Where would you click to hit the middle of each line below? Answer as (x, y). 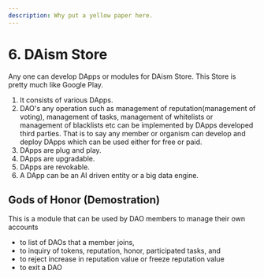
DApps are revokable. (55, 167)
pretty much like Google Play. (56, 84)
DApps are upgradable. (57, 158)
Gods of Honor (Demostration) (84, 200)
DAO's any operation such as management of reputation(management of (138, 108)
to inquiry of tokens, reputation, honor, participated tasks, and (120, 251)
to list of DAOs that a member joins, (77, 243)
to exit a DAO (41, 268)
